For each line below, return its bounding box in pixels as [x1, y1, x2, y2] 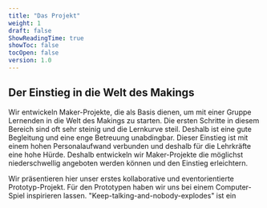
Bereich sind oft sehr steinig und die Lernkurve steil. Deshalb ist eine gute [8, 124, 253, 134]
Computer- [215, 182, 252, 192]
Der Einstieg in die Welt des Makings [8, 86, 195, 100]
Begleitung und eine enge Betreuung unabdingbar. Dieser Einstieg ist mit [8, 133, 249, 142]
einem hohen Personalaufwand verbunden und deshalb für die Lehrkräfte [8, 141, 251, 150]
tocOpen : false [8, 49, 59, 57]
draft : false [8, 26, 52, 34]
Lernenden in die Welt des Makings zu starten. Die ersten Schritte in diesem [8, 115, 260, 125]
